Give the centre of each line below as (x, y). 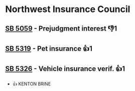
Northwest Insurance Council (68, 9)
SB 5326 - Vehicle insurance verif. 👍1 (65, 69)
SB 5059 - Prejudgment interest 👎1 (61, 28)
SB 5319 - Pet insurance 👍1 (49, 49)
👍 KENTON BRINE (32, 83)
